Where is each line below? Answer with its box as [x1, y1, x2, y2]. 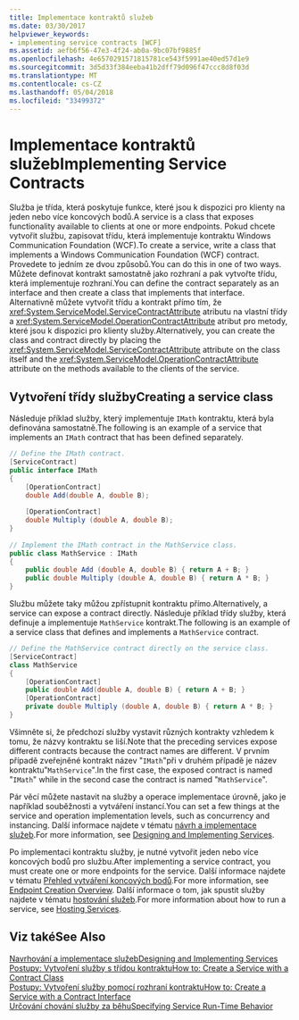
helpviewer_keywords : [9, 29, 90, 38]
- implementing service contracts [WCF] [9, 38, 162, 47]
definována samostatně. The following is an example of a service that [9, 422, 262, 433]
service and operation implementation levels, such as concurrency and [9, 810, 270, 821]
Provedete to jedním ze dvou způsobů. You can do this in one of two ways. [9, 259, 282, 270]
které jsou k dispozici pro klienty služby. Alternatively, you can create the [9, 325, 275, 336]
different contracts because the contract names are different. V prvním [9, 745, 270, 756]
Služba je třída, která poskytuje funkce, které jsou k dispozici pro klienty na [9, 202, 286, 213]
